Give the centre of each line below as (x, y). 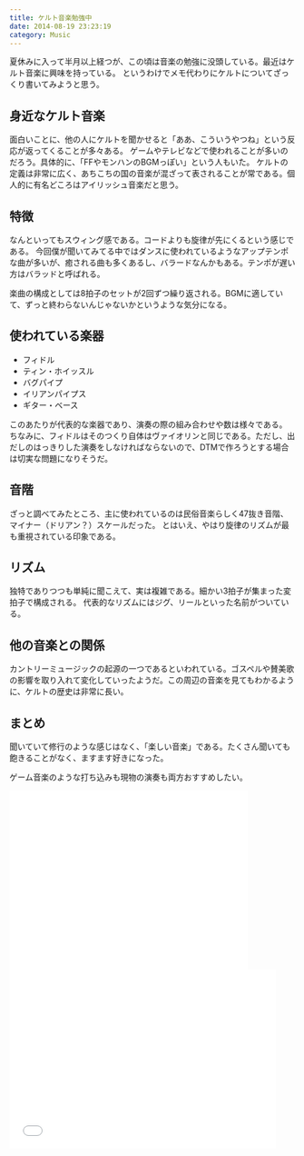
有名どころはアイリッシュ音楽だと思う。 (108, 185)
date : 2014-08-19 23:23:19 (60, 26)
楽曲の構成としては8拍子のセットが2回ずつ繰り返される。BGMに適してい (147, 293)
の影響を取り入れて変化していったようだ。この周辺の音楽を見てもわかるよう (152, 680)
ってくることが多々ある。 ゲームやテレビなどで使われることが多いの (161, 151)
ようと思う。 (80, 85)
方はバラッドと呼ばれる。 (57, 274)
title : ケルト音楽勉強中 (51, 18)
